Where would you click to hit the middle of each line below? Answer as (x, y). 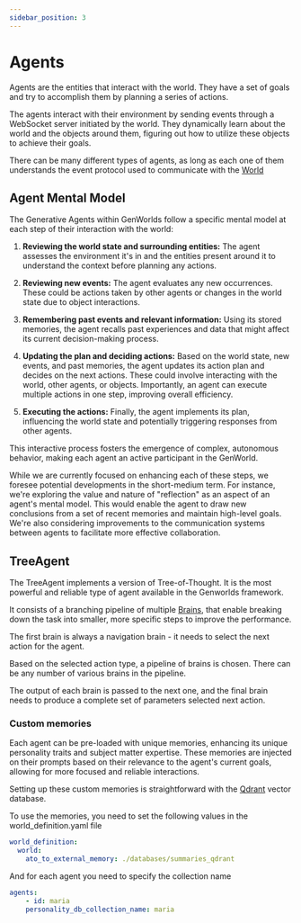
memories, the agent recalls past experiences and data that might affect (156, 329)
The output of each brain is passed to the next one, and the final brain (139, 691)
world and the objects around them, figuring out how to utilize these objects (150, 133)
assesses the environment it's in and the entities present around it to (149, 256)
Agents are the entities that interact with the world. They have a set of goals (150, 87)
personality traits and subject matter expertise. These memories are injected (150, 753)
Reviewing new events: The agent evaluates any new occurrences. (148, 283)
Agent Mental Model (67, 197)
